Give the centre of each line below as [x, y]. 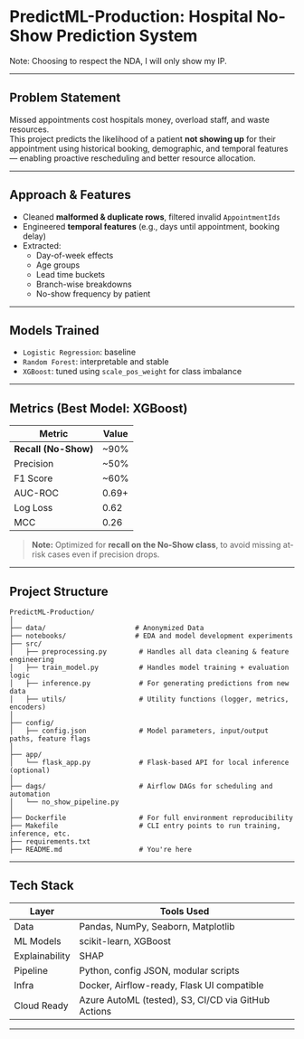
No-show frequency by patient [93, 293]
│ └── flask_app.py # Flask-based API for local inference [149, 762]
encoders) [28, 707]
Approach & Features [70, 195]
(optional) [30, 770]
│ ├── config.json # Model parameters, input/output [139, 731]
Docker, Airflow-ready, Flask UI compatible [171, 985]
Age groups [58, 265]
